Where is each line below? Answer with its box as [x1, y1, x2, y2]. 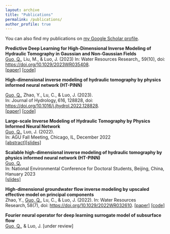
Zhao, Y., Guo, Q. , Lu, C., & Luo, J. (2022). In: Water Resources [5, 197, 136, 203]
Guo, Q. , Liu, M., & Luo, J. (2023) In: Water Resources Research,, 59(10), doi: [5, 56, 165, 62]
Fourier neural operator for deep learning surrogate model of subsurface [5, 212, 161, 218]
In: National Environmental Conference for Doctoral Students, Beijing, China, [5, 165, 164, 172]
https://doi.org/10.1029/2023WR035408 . [5, 61, 90, 68]
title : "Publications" [5, 12, 53, 17]
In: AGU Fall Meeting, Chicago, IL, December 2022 [5, 134, 111, 140]
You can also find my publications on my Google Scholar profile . [5, 36, 140, 42]
